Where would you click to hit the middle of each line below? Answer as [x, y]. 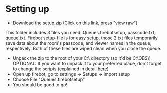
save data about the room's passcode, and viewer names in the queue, [78, 43]
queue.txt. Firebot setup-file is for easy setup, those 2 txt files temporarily [81, 38]
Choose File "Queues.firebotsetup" [49, 79]
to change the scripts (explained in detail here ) [60, 69]
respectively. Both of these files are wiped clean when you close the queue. [83, 48]
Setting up [27, 9]
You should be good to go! [40, 85]
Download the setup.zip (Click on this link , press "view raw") [75, 23]
